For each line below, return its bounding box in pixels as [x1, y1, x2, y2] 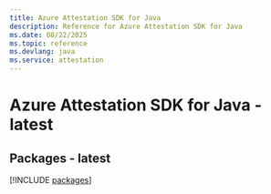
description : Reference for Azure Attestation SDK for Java [9, 22, 244, 31]
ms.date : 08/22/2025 [9, 30, 89, 39]
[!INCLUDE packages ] [9, 175, 92, 185]
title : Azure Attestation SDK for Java [9, 13, 162, 23]
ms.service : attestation [9, 56, 104, 65]
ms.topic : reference [9, 38, 89, 48]
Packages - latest [9, 150, 111, 166]
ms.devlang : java [9, 47, 76, 56]
